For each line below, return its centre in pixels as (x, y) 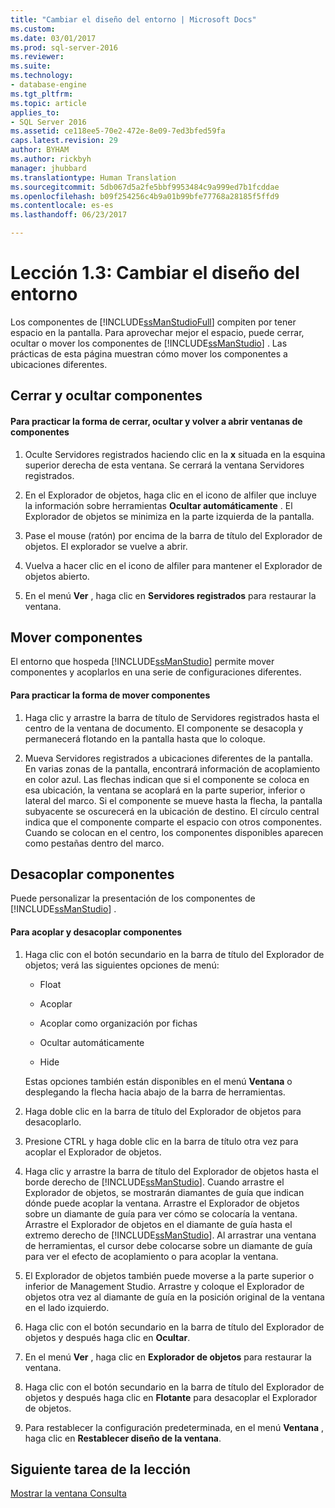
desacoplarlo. (53, 1122)
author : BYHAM (40, 150)
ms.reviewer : (37, 57)
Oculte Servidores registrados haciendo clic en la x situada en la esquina (175, 454)
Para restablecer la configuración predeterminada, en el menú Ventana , (174, 1427)
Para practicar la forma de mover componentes (110, 695)
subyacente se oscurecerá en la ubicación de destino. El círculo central (172, 811)
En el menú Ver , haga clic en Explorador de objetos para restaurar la (168, 1357)
